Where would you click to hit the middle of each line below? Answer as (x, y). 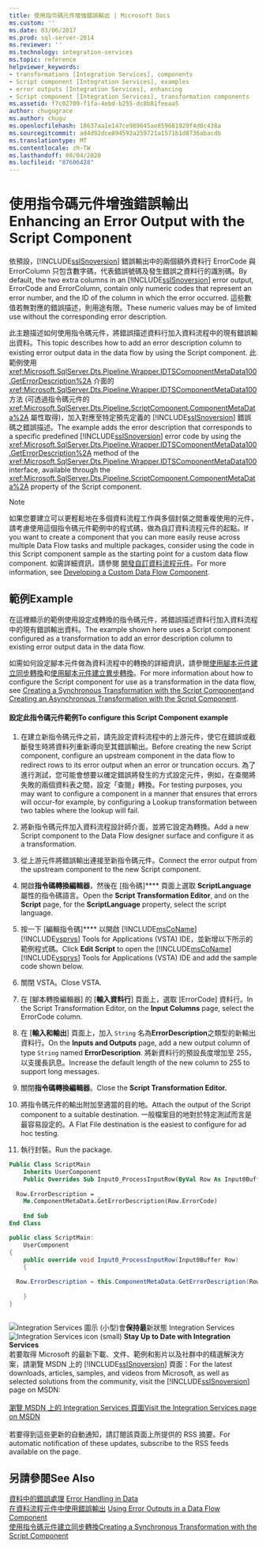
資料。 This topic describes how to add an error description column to (129, 343)
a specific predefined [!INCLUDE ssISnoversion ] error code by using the (125, 437)
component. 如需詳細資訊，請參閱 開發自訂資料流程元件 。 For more (118, 563)
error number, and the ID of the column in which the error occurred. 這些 (127, 298)
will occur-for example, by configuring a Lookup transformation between (139, 802)
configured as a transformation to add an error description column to (121, 638)
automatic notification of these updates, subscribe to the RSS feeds (119, 1443)
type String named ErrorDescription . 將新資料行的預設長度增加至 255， (138, 1053)
